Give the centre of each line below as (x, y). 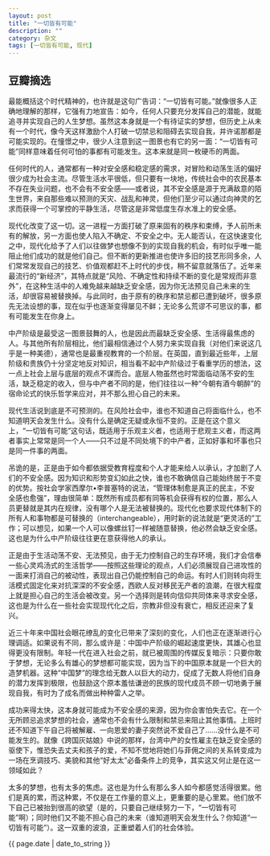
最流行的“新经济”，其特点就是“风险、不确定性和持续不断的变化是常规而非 (129, 276)
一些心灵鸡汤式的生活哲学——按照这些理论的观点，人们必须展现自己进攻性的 (135, 565)
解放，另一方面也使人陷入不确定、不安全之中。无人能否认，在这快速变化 (142, 236)
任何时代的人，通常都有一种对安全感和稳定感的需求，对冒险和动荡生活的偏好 (135, 168)
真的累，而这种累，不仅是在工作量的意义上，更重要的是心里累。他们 (135, 797)
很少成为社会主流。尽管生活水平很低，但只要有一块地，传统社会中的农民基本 (135, 178)
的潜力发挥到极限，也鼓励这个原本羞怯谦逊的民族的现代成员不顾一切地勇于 (131, 682)
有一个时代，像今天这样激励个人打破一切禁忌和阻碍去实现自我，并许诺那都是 (135, 131)
